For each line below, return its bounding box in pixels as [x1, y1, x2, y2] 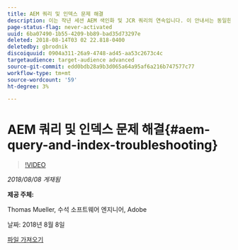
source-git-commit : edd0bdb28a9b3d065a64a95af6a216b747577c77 [7, 63, 195, 70]
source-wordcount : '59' [7, 76, 78, 84]
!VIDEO [24, 161, 46, 169]
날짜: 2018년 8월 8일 [7, 220, 65, 229]
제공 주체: [7, 191, 34, 199]
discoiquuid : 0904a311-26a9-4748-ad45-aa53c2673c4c [7, 50, 163, 57]
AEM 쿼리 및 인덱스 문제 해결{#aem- [7, 122, 210, 138]
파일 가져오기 [7, 235, 44, 244]
